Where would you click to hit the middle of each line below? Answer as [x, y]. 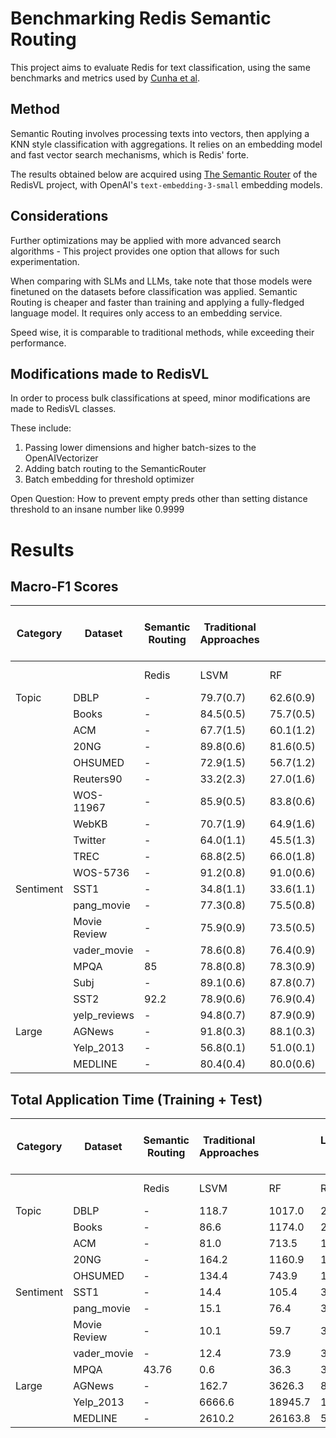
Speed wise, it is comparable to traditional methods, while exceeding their [162, 332]
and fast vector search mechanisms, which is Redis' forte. [130, 154]
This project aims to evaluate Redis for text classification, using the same [160, 67]
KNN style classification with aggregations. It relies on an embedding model [166, 144]
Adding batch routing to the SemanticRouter [115, 469]
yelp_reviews [104, 1015]
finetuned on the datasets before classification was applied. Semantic [154, 291]
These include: [41, 428]
